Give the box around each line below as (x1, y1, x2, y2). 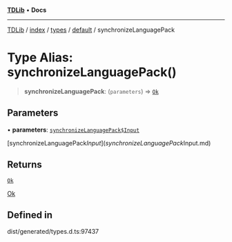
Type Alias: (7, 50, 74, 65)
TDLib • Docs (7, 6, 47, 14)
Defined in (7, 209, 53, 221)
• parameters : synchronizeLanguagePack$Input (7, 125, 140, 134)
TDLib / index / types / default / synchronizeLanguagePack (7, 26, 175, 34)
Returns (7, 159, 43, 171)
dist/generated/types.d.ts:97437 (7, 228, 99, 236)
